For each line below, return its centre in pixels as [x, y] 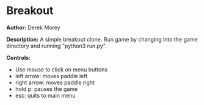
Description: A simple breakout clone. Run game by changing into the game [102, 39]
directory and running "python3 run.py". [56, 46]
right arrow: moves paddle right [55, 82]
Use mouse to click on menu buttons [61, 69]
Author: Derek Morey [33, 27]
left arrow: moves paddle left [51, 76]
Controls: [19, 57]
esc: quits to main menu [45, 95]
